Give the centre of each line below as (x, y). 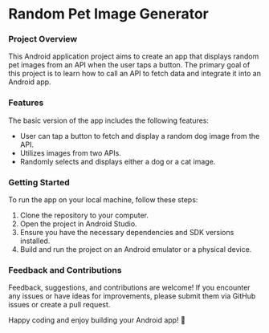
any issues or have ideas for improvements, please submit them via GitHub (132, 296)
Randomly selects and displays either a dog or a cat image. (118, 161)
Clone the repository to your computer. (84, 215)
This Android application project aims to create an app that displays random (134, 56)
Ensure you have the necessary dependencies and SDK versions (127, 233)
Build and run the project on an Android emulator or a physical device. (136, 250)
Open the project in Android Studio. (79, 224)
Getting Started (39, 182)
